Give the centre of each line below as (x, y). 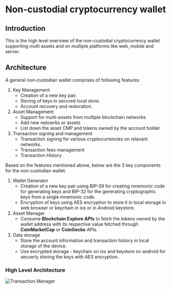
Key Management (31, 90)
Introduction (26, 28)
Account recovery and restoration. (56, 106)
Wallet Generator (30, 180)
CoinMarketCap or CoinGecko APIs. (59, 230)
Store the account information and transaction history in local (85, 240)
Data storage (26, 235)
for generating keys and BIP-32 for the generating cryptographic (88, 191)
